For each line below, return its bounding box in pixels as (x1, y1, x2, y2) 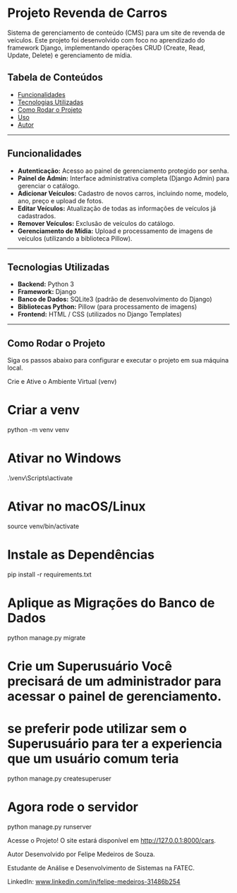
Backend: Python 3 (17, 280, 74, 288)
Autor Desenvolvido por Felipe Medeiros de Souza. (7, 850, 155, 858)
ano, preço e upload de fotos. (17, 196, 104, 205)
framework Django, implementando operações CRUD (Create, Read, (7, 43, 206, 52)
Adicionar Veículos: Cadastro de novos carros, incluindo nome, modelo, (17, 189, 229, 198)
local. (7, 363, 23, 372)
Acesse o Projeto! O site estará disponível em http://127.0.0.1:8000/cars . (7, 836, 217, 844)
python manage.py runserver (7, 822, 92, 831)
